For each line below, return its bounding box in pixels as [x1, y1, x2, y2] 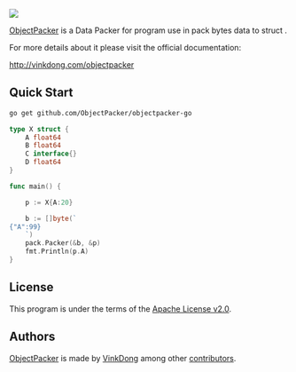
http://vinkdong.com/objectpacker [9, 59, 135, 70]
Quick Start [9, 85, 74, 100]
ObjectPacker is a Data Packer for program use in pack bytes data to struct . [9, 25, 288, 36]
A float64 [25, 133, 62, 142]
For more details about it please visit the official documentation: [9, 43, 242, 52]
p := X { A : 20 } [25, 198, 74, 207]
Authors [9, 329, 56, 344]
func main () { [9, 182, 62, 191]
